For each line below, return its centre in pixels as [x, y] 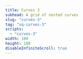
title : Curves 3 [22, 10]
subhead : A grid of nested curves [42, 15]
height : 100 [18, 44]
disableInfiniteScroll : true [36, 48]
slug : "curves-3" [24, 19]
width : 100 [17, 39]
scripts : [15, 29]
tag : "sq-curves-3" [26, 24]
